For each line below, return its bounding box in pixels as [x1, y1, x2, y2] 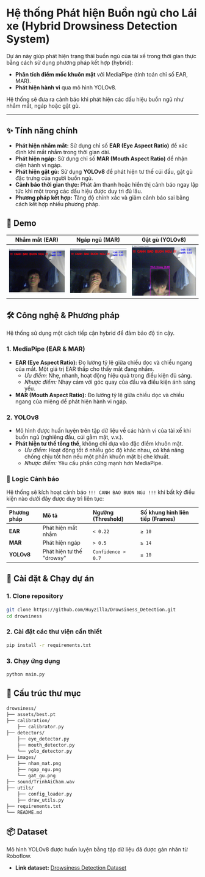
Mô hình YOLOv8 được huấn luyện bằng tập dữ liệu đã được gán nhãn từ [6, 846, 188, 853]
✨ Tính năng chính [6, 125, 78, 136]
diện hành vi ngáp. [15, 161, 62, 168]
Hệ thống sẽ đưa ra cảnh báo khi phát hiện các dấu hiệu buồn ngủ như [6, 95, 184, 103]
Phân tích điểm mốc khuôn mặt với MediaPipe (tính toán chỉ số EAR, [15, 70, 188, 78]
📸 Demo [6, 218, 37, 229]
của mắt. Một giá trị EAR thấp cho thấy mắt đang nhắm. [15, 365, 154, 373]
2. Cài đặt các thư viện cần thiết [6, 627, 103, 636]
